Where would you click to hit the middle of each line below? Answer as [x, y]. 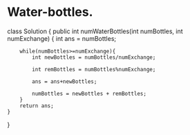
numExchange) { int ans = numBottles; [62, 38]
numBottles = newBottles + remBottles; [89, 93]
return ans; [37, 106]
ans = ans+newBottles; [65, 81]
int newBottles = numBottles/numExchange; [94, 57]
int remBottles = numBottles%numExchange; [94, 69]
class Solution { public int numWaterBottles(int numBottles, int [95, 31]
